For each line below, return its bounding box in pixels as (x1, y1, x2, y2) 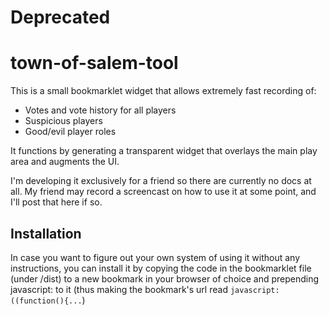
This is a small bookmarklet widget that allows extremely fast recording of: (10, 85, 317, 97)
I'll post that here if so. (10, 196, 103, 208)
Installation (10, 225, 82, 242)
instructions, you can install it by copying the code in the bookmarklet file (10, 262, 312, 274)
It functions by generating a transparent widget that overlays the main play (10, 145, 318, 157)
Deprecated (10, 6, 111, 29)
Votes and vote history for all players (24, 104, 177, 116)
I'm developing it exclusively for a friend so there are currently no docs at (10, 175, 312, 187)
